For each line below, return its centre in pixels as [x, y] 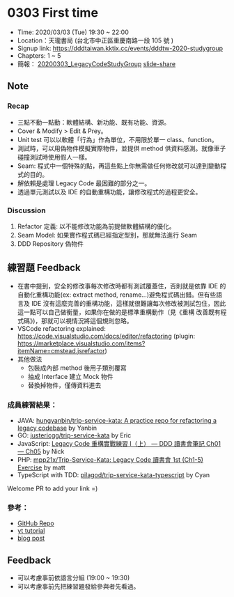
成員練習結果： [32, 405]
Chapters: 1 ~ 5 [39, 55]
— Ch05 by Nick [41, 451]
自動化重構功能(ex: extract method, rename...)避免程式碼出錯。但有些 [117, 295]
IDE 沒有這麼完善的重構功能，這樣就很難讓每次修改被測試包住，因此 [128, 303]
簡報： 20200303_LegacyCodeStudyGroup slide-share [96, 63]
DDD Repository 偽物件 [50, 243]
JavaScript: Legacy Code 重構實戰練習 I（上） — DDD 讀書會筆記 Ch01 [119, 444]
